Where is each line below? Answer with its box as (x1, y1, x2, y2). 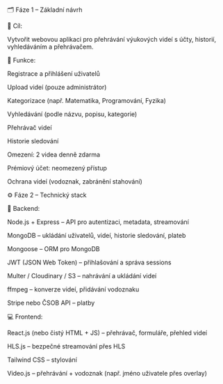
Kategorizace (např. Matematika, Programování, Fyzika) (7, 97, 167, 104)
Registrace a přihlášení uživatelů (7, 70, 101, 78)
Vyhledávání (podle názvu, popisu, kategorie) (7, 110, 138, 118)
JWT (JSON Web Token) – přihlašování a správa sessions (7, 258, 172, 266)
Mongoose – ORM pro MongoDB (7, 245, 100, 253)
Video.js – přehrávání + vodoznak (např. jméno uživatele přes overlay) (7, 369, 207, 377)
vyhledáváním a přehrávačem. (7, 42, 94, 51)
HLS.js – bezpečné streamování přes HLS (7, 342, 126, 350)
